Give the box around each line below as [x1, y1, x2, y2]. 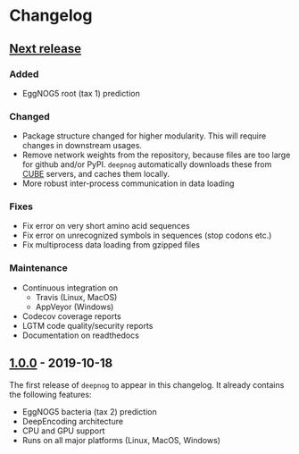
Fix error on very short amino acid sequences [21, 221, 190, 231]
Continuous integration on [21, 282, 119, 293]
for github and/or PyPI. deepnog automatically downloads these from [21, 159, 272, 170]
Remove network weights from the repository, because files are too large [21, 149, 291, 161]
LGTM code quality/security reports [21, 320, 154, 331]
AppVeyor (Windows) [35, 301, 114, 312]
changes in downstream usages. [21, 140, 143, 151]
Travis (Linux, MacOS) [35, 291, 118, 302]
